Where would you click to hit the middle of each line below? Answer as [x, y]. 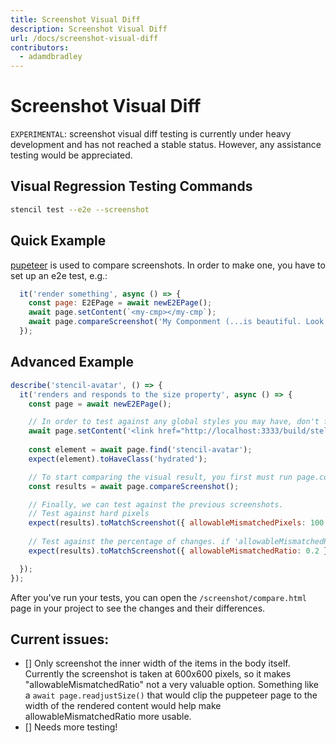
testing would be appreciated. [71, 155]
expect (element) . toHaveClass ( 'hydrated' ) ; [118, 459]
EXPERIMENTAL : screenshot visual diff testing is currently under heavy [151, 134]
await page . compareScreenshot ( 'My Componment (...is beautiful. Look [176, 322]
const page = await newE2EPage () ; [100, 404]
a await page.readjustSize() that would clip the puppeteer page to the [171, 695]
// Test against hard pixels [89, 514]
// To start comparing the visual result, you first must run [160, 477]
